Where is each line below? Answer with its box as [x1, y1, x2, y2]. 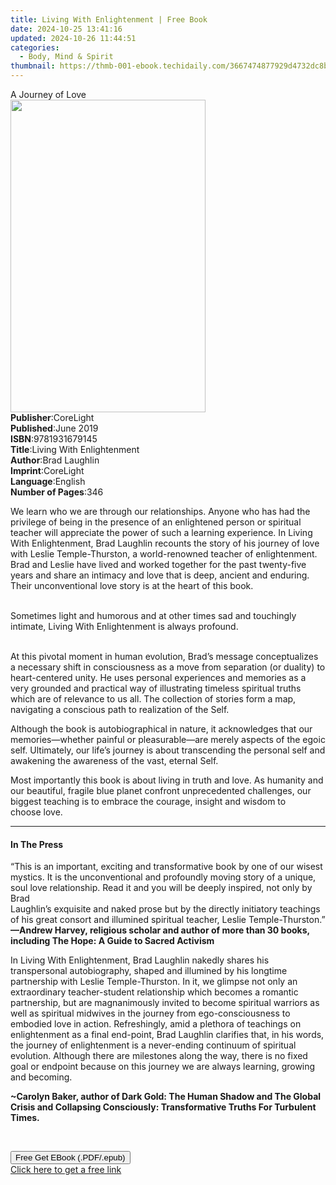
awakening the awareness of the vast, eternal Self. [10, 755, 219, 766]
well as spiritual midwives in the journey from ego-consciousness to [10, 1007, 291, 1020]
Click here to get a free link [10, 1164, 122, 1176]
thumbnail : [10, 61, 56, 71]
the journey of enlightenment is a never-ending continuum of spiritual [10, 1039, 297, 1051]
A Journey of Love [10, 89, 87, 100]
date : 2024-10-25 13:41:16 [10, 24, 123, 34]
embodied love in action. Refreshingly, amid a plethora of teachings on [10, 1018, 302, 1030]
